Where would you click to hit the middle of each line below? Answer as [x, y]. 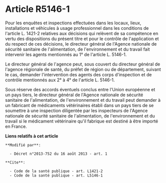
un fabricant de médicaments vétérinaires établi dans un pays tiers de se [80, 105]
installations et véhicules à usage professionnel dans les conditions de [77, 28]
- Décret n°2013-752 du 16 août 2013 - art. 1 [58, 154]
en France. [16, 126]
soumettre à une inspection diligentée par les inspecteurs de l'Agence [76, 111]
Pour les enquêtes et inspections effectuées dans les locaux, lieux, [73, 23]
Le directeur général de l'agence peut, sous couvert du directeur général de [83, 64]
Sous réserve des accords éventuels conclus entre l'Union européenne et [80, 89]
